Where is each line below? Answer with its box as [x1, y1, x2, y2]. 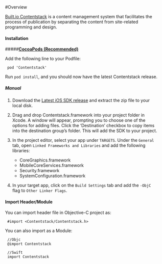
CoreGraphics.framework [19, 157, 71, 163]
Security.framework [19, 168, 60, 174]
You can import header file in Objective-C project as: [5, 210, 112, 215]
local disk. [12, 103, 33, 108]
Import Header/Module [5, 199, 53, 205]
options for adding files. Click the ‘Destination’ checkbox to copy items [12, 123, 155, 129]
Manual [5, 85, 21, 91]
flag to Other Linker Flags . [12, 187, 68, 193]
